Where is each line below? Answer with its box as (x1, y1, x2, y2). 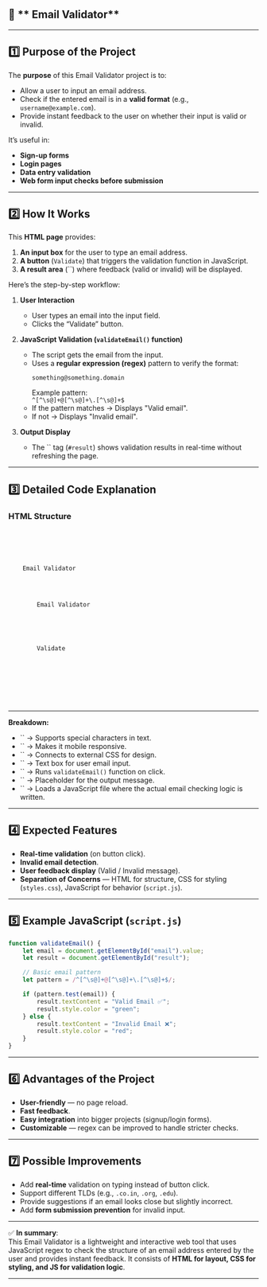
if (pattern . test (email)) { (22, 990, 115, 998)
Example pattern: (31, 388, 88, 398)
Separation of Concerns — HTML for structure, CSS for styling (19, 874, 227, 883)
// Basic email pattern (22, 969, 102, 977)
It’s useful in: (8, 135, 50, 144)
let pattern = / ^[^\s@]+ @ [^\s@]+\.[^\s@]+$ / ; (22, 976, 176, 984)
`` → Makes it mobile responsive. (19, 742, 127, 751)
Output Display (19, 427, 72, 437)
